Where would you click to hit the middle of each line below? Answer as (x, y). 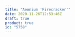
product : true (19, 23)
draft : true (17, 18)
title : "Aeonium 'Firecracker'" (38, 9)
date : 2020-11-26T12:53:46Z (34, 14)
